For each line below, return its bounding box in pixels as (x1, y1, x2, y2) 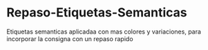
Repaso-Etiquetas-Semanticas (6, 5, 187, 21)
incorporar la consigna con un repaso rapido (6, 34, 133, 42)
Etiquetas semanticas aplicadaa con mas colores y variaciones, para (6, 27, 202, 36)
